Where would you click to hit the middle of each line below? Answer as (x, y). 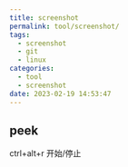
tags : (20, 34)
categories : (32, 69)
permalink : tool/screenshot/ (64, 26)
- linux (32, 60)
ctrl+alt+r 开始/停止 (45, 153)
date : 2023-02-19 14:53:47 (60, 93)
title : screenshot (44, 18)
